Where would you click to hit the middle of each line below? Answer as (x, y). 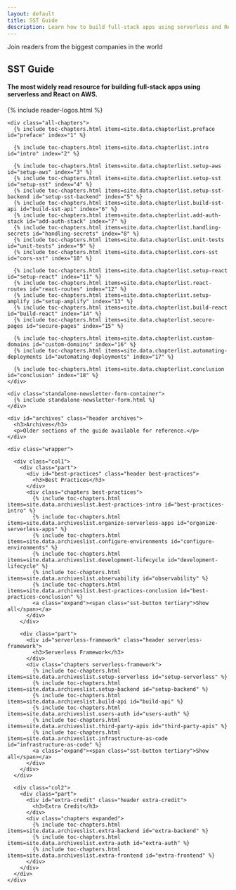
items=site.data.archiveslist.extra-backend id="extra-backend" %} (108, 831)
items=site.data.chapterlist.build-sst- (164, 203)
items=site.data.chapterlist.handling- (163, 227)
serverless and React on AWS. (53, 94)
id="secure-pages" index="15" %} (75, 326)
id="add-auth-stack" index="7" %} (77, 221)
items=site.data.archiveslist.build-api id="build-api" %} (96, 701)
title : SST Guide (33, 20)
